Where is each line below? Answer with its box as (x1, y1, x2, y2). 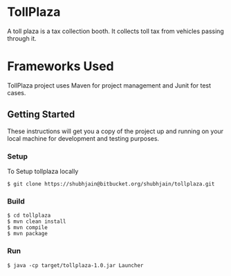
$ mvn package (7, 230, 48, 237)
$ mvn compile (7, 224, 48, 231)
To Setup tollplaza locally (7, 167, 79, 175)
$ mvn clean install (7, 218, 67, 225)
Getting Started (7, 108, 75, 121)
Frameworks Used (7, 59, 114, 75)
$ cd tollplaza (7, 212, 51, 219)
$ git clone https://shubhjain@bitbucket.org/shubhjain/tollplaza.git (7, 180, 215, 187)
